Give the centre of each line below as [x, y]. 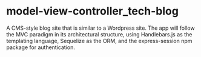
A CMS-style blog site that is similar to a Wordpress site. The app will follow [100, 28]
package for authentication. [41, 47]
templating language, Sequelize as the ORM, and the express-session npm [99, 41]
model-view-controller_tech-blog [92, 11]
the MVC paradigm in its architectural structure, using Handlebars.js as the [99, 34]
